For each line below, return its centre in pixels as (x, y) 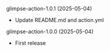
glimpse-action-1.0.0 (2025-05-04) (50, 31)
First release (30, 43)
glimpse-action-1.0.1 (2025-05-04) (49, 9)
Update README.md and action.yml (59, 20)
